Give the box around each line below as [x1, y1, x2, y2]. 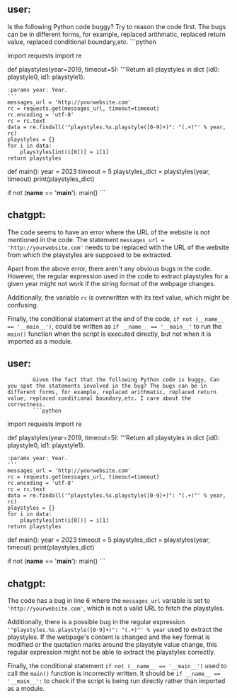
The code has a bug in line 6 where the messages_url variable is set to [7, 596, 211, 605]
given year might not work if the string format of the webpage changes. [7, 279, 216, 288]
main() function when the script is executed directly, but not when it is [7, 329, 212, 338]
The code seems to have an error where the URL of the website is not [7, 228, 210, 236]
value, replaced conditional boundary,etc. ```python [7, 37, 157, 46]
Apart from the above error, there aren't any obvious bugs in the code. [7, 264, 212, 273]
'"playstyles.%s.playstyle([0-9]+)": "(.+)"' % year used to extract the [7, 626, 223, 634]
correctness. [7, 401, 46, 408]
